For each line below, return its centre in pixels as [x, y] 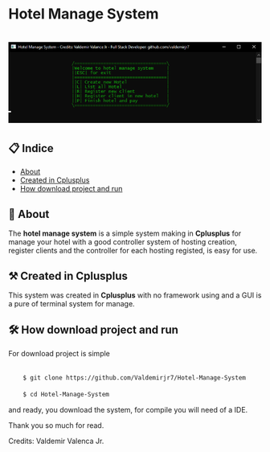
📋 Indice [31, 148]
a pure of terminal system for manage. [72, 303]
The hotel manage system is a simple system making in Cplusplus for [125, 233]
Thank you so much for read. [56, 425]
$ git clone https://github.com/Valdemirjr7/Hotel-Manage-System [135, 378]
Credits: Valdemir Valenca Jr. [56, 441]
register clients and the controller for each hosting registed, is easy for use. [133, 251]
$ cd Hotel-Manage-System [66, 395]
